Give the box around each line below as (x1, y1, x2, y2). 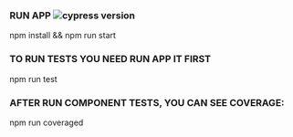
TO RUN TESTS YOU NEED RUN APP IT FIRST (9, 53, 212, 66)
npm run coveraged (9, 117, 84, 128)
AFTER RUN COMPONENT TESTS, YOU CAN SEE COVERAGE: (9, 96, 285, 109)
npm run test (9, 73, 58, 84)
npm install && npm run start (9, 30, 117, 41)
